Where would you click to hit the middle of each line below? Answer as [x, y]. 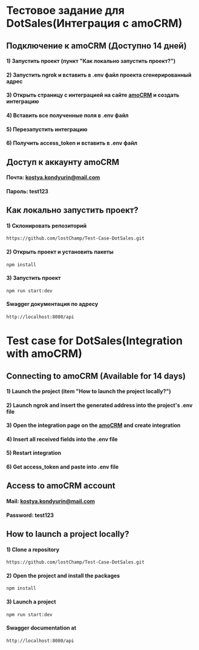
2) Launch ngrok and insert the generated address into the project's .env [99, 405]
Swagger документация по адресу [52, 304]
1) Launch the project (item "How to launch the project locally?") [89, 391]
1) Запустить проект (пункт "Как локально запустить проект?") [91, 61]
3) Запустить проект [34, 278]
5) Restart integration [34, 453]
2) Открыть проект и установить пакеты [60, 252]
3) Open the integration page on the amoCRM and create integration [93, 425]
